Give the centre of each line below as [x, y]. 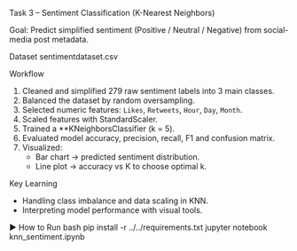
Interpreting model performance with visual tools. [112, 210]
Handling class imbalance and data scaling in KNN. [115, 200]
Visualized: [42, 147]
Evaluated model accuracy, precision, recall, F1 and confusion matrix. [148, 138]
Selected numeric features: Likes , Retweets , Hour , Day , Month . [132, 110]
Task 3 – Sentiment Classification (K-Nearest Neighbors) [112, 13]
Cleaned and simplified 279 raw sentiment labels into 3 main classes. [148, 91]
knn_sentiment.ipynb [47, 237]
